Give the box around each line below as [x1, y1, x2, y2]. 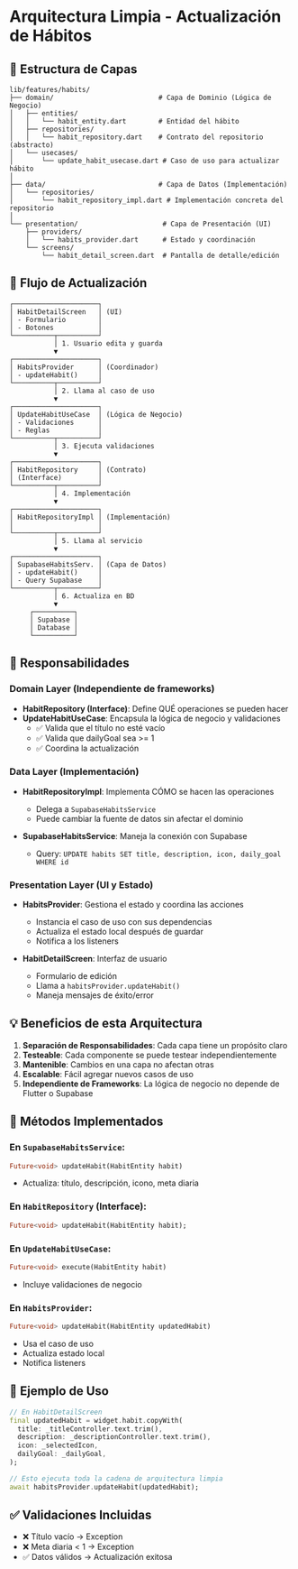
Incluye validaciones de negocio [22, 1278, 142, 1289]
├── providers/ [25, 227, 83, 236]
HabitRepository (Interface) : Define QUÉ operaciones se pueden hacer [22, 703, 289, 714]
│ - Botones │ [9, 323, 103, 332]
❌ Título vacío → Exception [22, 1531, 123, 1542]
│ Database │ [29, 623, 78, 632]
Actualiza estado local [22, 1347, 105, 1359]
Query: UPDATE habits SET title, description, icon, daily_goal [35, 848, 282, 859]
